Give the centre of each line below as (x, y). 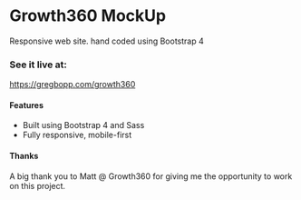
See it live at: (39, 65)
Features (26, 105)
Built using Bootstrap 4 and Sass (83, 125)
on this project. (38, 185)
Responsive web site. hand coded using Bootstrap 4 (107, 41)
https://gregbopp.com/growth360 (73, 85)
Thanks (24, 156)
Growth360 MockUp (87, 16)
